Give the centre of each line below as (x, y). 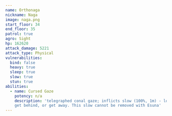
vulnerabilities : (24, 58)
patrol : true (19, 34)
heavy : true (23, 67)
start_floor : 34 (23, 24)
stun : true (21, 82)
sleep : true (23, 72)
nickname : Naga (21, 15)
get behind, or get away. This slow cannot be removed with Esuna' (88, 106)
